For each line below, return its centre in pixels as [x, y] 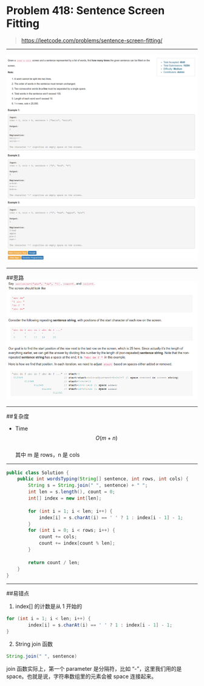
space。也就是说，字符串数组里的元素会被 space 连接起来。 [82, 676]
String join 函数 [34, 644]
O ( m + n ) [107, 438]
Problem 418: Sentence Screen [86, 11]
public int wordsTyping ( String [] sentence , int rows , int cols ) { [103, 479]
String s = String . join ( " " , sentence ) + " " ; [88, 486]
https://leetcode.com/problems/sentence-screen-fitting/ [92, 40]
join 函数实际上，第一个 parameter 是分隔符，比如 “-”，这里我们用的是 [94, 668]
